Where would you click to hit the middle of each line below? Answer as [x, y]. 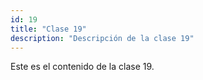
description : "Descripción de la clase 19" [102, 38]
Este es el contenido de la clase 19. [82, 67]
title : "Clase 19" [48, 29]
